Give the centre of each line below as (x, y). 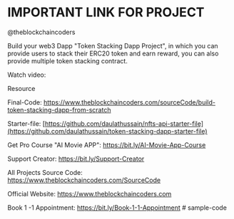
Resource (21, 88)
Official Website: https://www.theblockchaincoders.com (90, 193)
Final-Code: (25, 102)
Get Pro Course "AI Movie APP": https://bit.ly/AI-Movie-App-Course (107, 145)
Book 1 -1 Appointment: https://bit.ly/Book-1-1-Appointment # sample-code (117, 208)
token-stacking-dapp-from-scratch (59, 109)
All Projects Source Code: (45, 172)
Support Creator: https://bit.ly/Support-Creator (76, 159)
